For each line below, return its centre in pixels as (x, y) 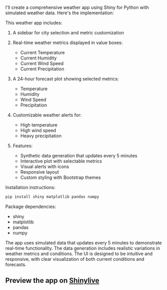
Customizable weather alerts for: (47, 115)
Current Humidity (39, 58)
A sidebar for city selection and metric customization (68, 33)
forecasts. (16, 264)
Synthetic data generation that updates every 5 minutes (79, 156)
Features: (23, 146)
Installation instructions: (30, 187)
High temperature (39, 125)
